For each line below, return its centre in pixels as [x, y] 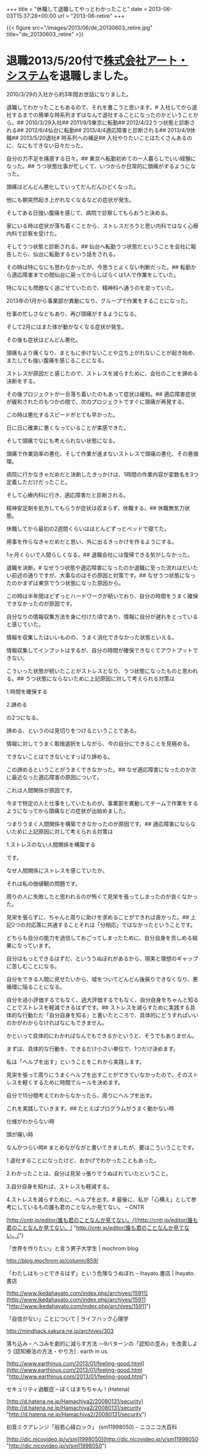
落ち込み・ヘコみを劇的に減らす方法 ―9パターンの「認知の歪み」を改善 [97, 1343]
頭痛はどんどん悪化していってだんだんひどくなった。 [73, 187]
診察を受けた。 [41, 233]
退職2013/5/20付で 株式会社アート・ [97, 61]
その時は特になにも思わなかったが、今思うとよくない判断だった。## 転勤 [99, 267]
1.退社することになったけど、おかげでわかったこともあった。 [83, 1160]
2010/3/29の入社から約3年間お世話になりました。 [69, 94]
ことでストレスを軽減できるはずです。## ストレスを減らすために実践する [98, 1007]
